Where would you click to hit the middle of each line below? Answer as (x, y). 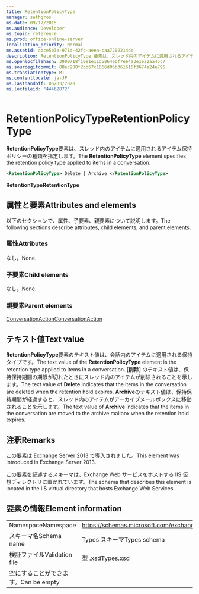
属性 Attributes (27, 243)
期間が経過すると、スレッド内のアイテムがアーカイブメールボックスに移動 (101, 399)
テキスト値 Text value (45, 339)
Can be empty (40, 582)
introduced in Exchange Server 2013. (51, 462)
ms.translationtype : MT (36, 73)
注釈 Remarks (31, 440)
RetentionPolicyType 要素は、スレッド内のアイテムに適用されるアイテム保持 (99, 148)
